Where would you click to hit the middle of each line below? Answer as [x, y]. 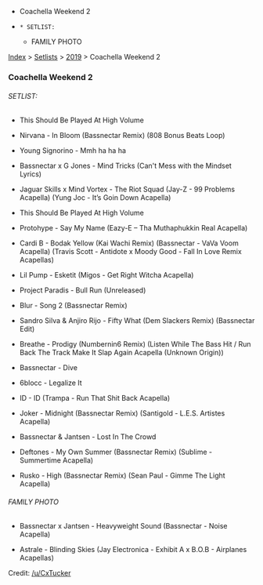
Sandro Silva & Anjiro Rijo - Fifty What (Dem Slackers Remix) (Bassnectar [137, 321]
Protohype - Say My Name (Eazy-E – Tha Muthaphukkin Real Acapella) [133, 228]
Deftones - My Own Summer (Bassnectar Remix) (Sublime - [116, 452]
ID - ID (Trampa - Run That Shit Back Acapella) [95, 398]
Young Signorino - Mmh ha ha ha [73, 151]
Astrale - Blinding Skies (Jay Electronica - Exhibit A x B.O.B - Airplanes [133, 550]
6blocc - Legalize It [50, 383]
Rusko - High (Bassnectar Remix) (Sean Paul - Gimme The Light [122, 476]
